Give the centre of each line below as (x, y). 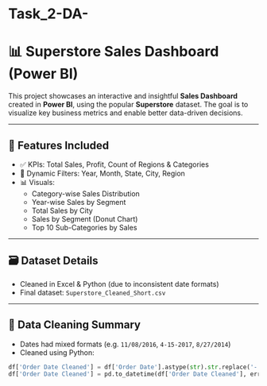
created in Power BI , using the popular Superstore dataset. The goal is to (128, 105)
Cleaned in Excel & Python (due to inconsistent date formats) (120, 284)
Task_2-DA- (48, 14)
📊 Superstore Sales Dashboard (114, 52)
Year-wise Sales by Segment (79, 202)
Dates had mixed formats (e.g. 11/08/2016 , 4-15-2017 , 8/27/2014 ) (125, 344)
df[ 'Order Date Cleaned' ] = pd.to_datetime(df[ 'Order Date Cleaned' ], (128, 374)
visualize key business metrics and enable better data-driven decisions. (126, 113)
